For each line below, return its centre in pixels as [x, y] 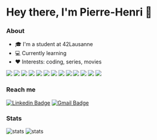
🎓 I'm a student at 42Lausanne [54, 44]
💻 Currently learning [41, 53]
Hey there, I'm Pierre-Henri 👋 [79, 12]
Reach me [21, 90]
